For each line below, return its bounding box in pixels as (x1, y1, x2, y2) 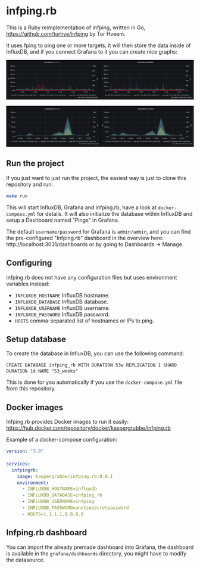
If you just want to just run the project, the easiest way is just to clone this (6, 174, 186, 181)
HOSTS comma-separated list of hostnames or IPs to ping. (14, 317, 155, 324)
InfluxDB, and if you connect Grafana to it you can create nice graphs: (6, 48, 177, 55)
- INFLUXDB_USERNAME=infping (21, 499, 95, 505)
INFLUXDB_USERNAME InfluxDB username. (14, 304, 111, 311)
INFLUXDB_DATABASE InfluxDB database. (14, 298, 109, 305)
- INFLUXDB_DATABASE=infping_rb (21, 492, 102, 498)
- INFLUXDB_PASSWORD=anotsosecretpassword (21, 505, 129, 511)
